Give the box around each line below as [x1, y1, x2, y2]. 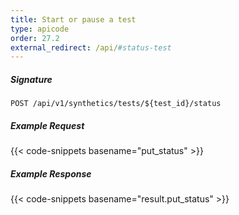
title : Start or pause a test [10, 14, 137, 25]
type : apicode [10, 24, 70, 34]
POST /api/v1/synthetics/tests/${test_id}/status [10, 99, 222, 109]
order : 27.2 [10, 33, 60, 43]
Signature [10, 73, 53, 85]
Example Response [10, 167, 92, 180]
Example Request [10, 119, 85, 131]
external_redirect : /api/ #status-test [10, 42, 172, 53]
